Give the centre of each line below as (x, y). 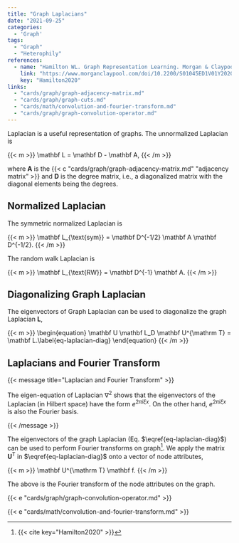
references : (25, 60)
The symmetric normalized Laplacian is (65, 223)
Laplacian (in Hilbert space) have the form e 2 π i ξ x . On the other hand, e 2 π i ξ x (117, 403)
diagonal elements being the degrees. (63, 184)
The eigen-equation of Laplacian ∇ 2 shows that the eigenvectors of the (111, 394)
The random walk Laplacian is (51, 258)
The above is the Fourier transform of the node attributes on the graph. (111, 484)
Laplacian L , (25, 319)
